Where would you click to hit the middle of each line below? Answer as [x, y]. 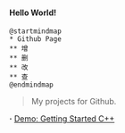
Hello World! [33, 12]
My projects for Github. [74, 102]
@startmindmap [36, 31]
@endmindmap [31, 85]
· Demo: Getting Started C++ [62, 119]
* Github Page [36, 39]
